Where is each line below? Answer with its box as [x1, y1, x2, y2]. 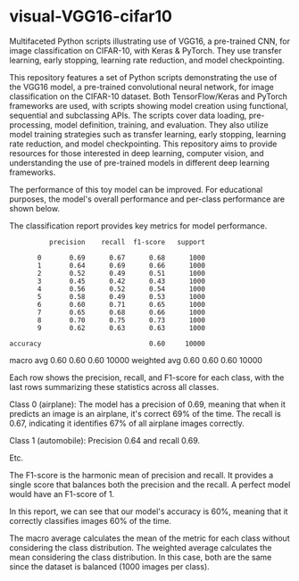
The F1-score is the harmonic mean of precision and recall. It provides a [9, 469, 274, 480]
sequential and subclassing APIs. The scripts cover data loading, [9, 110, 247, 120]
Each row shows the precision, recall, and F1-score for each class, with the [9, 372, 285, 383]
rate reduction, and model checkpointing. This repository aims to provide [9, 138, 278, 149]
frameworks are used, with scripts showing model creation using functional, [9, 100, 288, 111]
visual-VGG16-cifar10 [9, 6, 172, 27]
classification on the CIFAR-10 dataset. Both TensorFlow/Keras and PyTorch [9, 91, 288, 102]
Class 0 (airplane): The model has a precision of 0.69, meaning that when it [9, 399, 286, 410]
